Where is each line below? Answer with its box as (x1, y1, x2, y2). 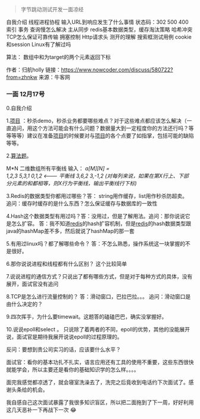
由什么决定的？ (6, 300, 43, 308)
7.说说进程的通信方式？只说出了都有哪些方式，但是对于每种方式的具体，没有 (6, 273, 193, 280)
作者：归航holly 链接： (6, 66, 61, 73)
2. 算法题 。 (6, 152, 32, 160)
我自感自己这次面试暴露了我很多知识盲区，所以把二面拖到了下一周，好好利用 (6, 399, 194, 406)
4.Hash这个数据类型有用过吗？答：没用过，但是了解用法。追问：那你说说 (6, 213, 186, 220)
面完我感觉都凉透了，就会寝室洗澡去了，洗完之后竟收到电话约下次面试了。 (6, 378, 189, 386)
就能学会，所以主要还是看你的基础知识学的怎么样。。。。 (6, 366, 139, 373)
